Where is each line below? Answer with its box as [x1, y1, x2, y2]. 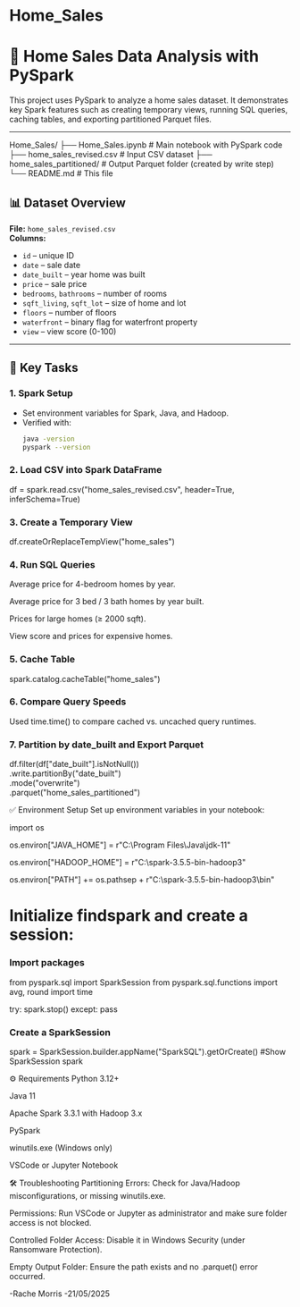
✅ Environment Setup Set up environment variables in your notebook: [9, 805, 265, 815]
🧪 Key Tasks [9, 360, 79, 375]
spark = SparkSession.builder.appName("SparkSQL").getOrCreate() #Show [9, 1046, 287, 1057]
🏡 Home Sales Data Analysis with [9, 46, 259, 67]
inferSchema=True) [9, 493, 80, 504]
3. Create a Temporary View [9, 516, 133, 528]
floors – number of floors [21, 307, 117, 317]
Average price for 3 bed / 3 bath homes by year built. [9, 596, 204, 607]
